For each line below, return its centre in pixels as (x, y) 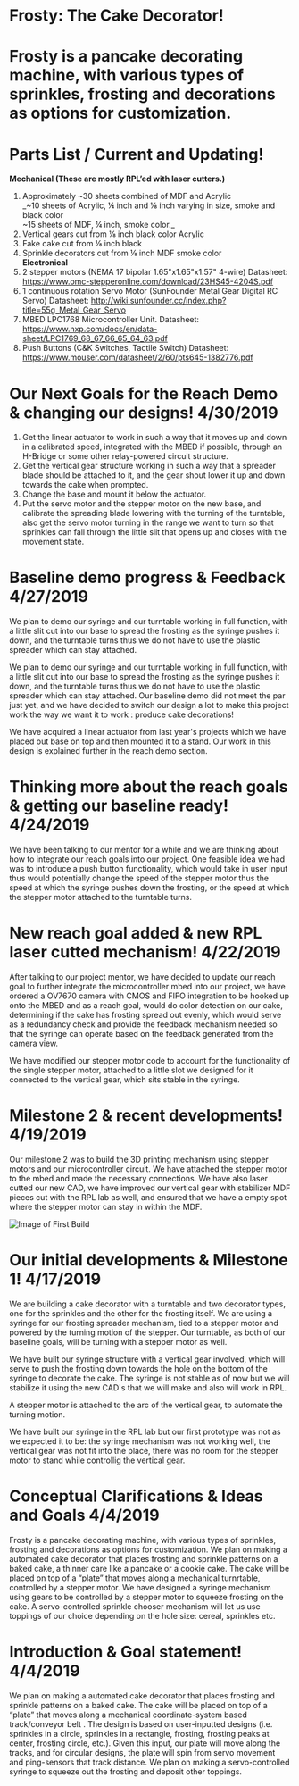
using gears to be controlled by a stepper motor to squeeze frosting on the (146, 1597)
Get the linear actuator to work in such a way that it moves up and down (154, 438)
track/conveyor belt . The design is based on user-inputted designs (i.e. (141, 1723)
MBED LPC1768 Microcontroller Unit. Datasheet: (110, 320)
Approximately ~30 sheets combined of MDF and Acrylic (127, 196)
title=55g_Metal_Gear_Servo (74, 310)
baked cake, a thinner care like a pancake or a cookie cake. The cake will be (149, 1568)
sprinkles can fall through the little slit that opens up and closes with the (154, 532)
